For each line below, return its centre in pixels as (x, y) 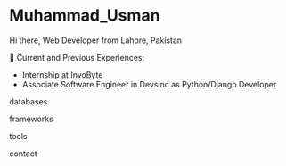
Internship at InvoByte (62, 75)
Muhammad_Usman (85, 16)
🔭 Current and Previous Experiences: (77, 57)
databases (29, 101)
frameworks (31, 119)
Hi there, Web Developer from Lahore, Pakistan (96, 40)
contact (23, 154)
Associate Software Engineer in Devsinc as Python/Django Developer (149, 84)
